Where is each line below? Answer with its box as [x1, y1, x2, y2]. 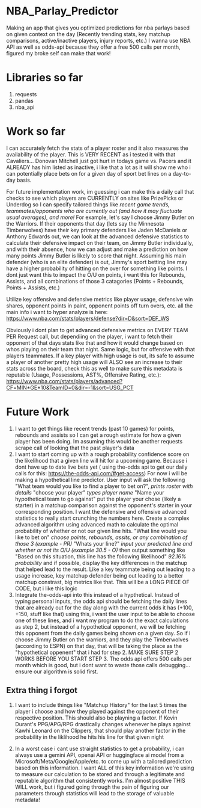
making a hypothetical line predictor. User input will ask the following [14, 476, 185, 483]
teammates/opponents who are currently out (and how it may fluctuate [6, 207, 182, 214]
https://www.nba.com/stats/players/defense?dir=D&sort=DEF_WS [6, 315, 170, 322]
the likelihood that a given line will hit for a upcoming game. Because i [14, 457, 188, 464]
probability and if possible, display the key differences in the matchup [14, 559, 188, 566]
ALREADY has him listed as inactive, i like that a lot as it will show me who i [6, 164, 191, 171]
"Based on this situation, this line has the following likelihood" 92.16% [14, 552, 187, 560]
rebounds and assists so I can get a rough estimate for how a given [14, 431, 181, 439]
